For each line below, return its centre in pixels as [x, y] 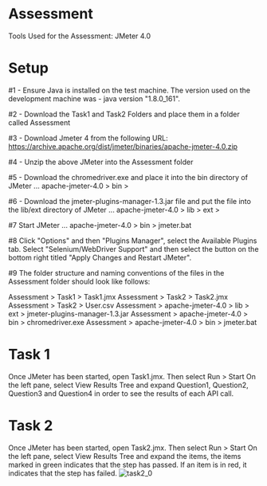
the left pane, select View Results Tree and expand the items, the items [125, 456]
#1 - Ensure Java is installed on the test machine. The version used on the [130, 90]
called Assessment [39, 122]
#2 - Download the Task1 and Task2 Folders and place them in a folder [124, 114]
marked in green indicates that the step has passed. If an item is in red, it [128, 464]
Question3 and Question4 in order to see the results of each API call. [121, 393]
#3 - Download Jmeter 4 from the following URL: [88, 138]
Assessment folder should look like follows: [79, 281]
